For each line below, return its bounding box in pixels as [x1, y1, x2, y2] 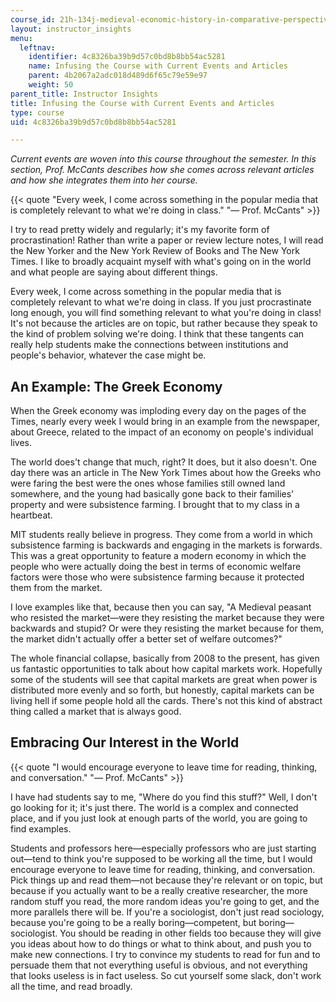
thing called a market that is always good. [10, 706, 182, 718]
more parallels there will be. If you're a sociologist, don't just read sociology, [10, 906, 325, 918]
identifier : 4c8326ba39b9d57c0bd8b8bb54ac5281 [28, 52, 226, 62]
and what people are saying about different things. [10, 266, 218, 278]
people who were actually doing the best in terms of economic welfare [10, 561, 302, 573]
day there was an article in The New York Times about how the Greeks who [10, 467, 322, 479]
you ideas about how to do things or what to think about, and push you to [10, 937, 312, 950]
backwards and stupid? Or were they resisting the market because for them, [10, 622, 324, 635]
